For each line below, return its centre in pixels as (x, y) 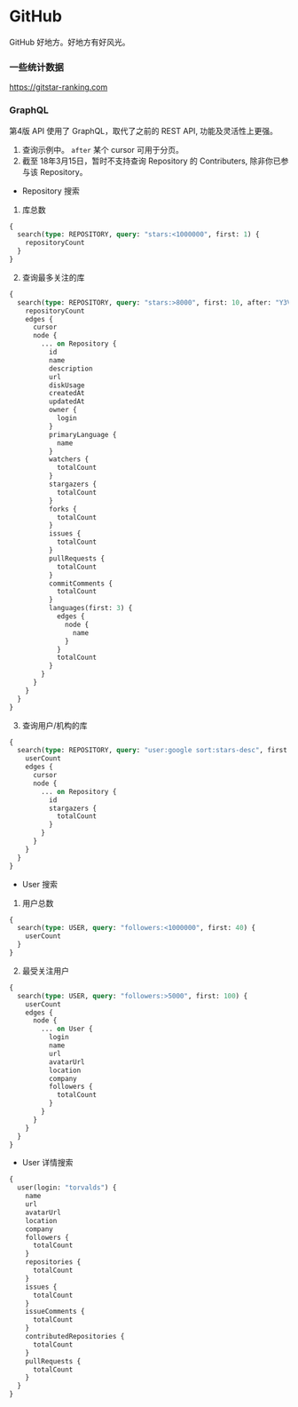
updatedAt (67, 401)
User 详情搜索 (47, 1163)
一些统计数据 (37, 67)
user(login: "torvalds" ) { (67, 1188)
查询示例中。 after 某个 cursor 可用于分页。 (102, 149)
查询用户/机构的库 (55, 725)
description (71, 369)
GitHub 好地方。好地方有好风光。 (70, 42)
